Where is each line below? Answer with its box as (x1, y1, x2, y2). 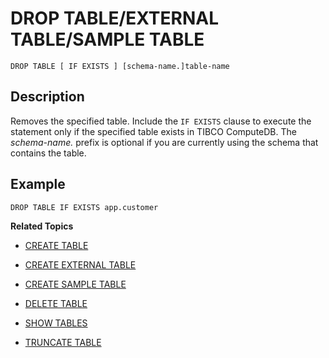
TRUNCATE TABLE (24, 336, 102, 348)
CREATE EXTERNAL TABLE (24, 258, 137, 271)
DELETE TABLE (24, 297, 88, 309)
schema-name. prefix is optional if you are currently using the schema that (10, 136, 319, 148)
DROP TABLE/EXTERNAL (10, 7, 220, 30)
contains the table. (10, 147, 87, 159)
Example (10, 176, 66, 193)
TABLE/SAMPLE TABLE (10, 28, 205, 51)
